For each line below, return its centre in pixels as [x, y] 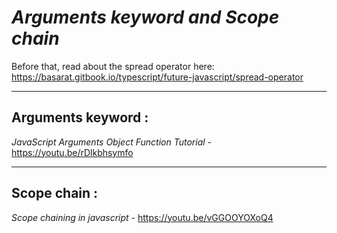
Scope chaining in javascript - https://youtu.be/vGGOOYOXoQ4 [142, 217]
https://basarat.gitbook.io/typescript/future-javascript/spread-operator [157, 77]
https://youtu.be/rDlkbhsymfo [72, 152]
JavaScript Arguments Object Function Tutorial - [112, 142]
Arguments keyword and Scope [145, 17]
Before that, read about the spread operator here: [113, 66]
